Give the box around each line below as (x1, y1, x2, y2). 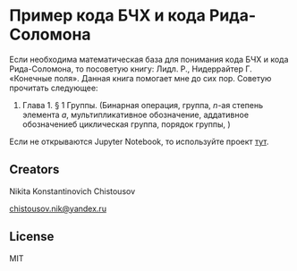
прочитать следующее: (9, 82, 98, 93)
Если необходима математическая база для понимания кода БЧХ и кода (9, 54, 289, 64)
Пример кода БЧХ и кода (9, 5, 206, 26)
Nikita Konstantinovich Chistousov (9, 185, 136, 197)
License (9, 229, 55, 244)
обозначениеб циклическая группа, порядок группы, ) (21, 118, 231, 130)
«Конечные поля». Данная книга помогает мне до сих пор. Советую (9, 72, 272, 83)
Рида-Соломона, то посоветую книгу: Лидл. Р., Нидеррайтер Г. (9, 64, 252, 74)
